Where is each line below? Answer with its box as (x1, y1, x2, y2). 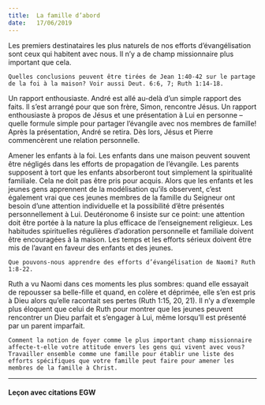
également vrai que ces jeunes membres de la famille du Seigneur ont (8, 193, 235, 202)
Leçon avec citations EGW (8, 388, 96, 397)
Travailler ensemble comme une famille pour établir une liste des (8, 350, 235, 358)
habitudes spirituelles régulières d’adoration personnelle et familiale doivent (8, 226, 254, 235)
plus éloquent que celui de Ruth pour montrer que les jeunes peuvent (8, 304, 233, 313)
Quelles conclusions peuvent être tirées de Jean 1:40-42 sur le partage (8, 73, 256, 81)
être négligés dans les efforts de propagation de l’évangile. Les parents (8, 159, 239, 168)
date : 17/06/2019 (8, 19, 73, 27)
